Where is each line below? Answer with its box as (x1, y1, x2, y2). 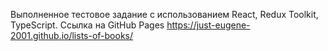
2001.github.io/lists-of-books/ (10, 30, 134, 41)
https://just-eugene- (166, 19, 251, 31)
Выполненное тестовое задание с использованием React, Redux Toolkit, (10, 9, 319, 20)
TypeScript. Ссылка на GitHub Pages (10, 19, 165, 31)
